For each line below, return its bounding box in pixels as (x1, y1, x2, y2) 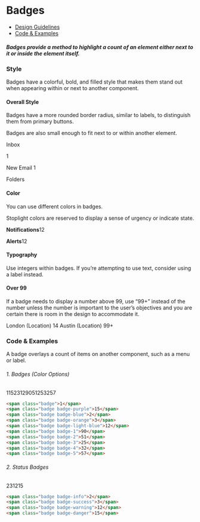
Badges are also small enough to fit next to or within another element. (6, 130, 177, 137)
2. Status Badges (6, 463, 49, 471)
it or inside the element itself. (6, 50, 80, 57)
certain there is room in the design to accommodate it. (6, 311, 140, 318)
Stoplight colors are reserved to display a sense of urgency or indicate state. (6, 214, 195, 222)
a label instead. (6, 271, 44, 278)
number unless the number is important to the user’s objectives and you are (6, 304, 192, 311)
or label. (6, 357, 27, 364)
